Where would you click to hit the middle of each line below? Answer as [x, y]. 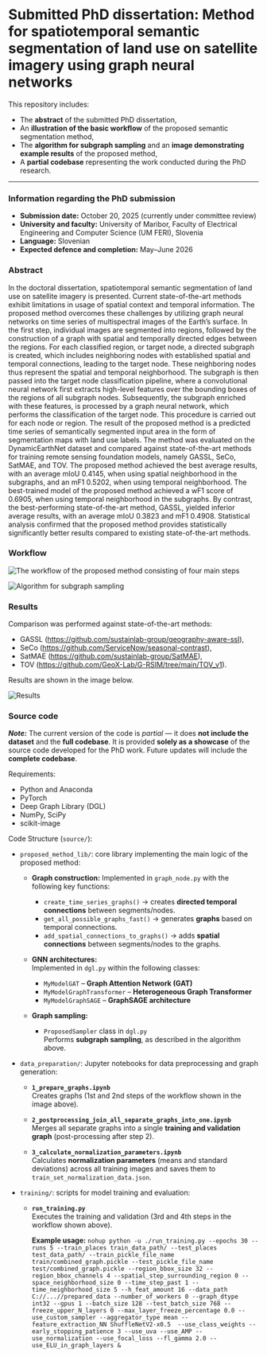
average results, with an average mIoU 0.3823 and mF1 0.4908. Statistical [129, 515]
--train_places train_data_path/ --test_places [137, 1248]
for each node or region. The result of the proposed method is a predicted [130, 422]
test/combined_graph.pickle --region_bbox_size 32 [117, 1269]
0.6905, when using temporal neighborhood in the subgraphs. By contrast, [130, 499]
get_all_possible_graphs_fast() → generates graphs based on [148, 919]
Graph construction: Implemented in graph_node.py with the [130, 878]
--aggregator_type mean [139, 1318]
